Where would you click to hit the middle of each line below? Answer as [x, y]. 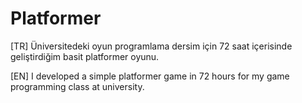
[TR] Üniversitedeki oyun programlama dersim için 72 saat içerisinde [151, 46]
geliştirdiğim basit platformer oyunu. [85, 56]
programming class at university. [77, 86]
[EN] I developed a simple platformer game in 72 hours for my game [150, 76]
